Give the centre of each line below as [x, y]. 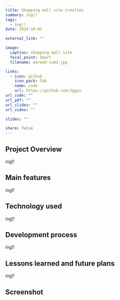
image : [12, 48]
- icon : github [26, 76]
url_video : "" [21, 110]
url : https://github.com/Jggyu [48, 91]
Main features [28, 178]
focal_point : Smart [31, 57]
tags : [11, 20]
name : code [26, 86]
